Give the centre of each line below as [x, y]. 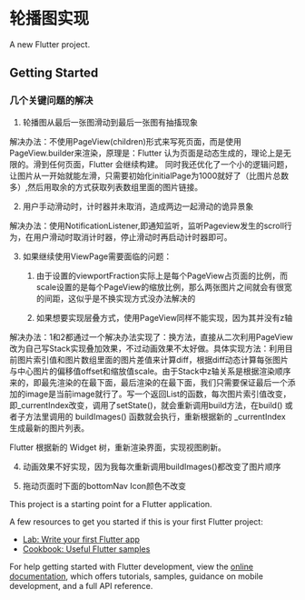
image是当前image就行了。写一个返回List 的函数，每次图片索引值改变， [158, 394]
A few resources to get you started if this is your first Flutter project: [136, 521]
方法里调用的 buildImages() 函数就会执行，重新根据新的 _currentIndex [155, 416]
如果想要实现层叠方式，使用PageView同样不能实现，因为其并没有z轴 [164, 317]
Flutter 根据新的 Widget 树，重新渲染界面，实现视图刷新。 [118, 447]
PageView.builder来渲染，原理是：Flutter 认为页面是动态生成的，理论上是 [147, 153]
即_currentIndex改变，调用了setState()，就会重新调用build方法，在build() [146, 405]
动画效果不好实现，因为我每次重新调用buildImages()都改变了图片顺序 [152, 466]
